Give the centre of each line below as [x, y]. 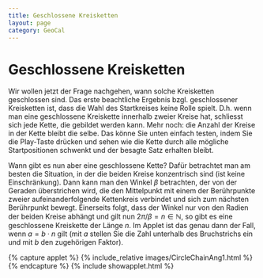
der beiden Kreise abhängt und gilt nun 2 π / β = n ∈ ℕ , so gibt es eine [120, 217]
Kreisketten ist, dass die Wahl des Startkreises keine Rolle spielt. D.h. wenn [130, 109]
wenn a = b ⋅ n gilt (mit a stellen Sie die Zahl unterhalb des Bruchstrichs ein [131, 234]
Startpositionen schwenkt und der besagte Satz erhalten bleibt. [111, 150]
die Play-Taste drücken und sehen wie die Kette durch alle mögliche [118, 142]
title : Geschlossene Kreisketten [63, 15]
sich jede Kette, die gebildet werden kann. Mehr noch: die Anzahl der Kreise [132, 125]
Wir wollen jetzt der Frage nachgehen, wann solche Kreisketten [111, 91]
